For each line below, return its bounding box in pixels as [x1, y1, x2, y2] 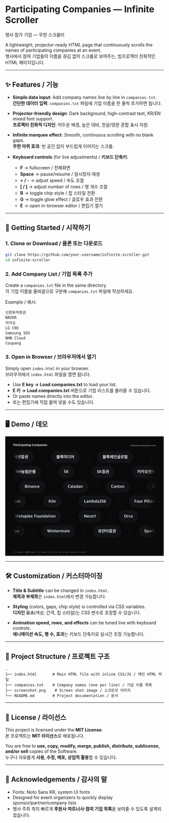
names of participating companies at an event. [5, 47, 102, 53]
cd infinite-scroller [5, 258, 51, 263]
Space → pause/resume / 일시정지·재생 [20, 171, 100, 177]
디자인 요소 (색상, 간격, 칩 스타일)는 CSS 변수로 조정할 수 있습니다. [12, 610, 141, 616]
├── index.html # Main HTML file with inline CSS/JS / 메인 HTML [5, 672, 157, 677]
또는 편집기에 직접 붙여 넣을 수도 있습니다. [12, 399, 95, 405]
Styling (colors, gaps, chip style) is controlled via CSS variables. [12, 604, 146, 610]
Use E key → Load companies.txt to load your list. [12, 381, 117, 387]
